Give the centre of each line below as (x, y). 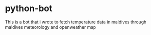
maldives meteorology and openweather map (50, 27)
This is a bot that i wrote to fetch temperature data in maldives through (76, 22)
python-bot (29, 9)
